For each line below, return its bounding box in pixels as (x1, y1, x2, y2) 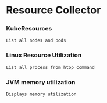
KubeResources (6, 25, 52, 33)
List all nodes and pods (6, 37, 66, 44)
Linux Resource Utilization (6, 51, 82, 59)
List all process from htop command (6, 64, 95, 70)
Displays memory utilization (6, 91, 77, 97)
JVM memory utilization (6, 78, 76, 86)
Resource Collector (6, 4, 101, 17)
